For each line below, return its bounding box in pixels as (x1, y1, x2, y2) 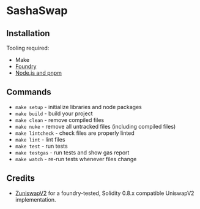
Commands (6, 87, 52, 97)
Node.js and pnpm (15, 69, 62, 77)
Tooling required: (6, 44, 50, 51)
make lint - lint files (15, 135, 65, 143)
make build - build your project (15, 110, 93, 117)
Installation (6, 28, 50, 39)
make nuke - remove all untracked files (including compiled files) (15, 123, 176, 130)
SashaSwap (6, 4, 68, 18)
